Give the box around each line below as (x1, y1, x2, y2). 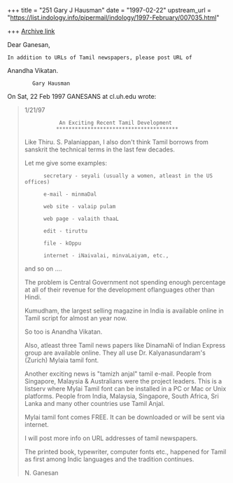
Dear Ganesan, (7, 41, 50, 48)
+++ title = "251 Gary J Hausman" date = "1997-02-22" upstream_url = (7, 6, 212, 14)
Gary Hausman (32, 80, 71, 87)
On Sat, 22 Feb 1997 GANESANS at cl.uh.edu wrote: (7, 93, 157, 100)
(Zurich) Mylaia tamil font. (24, 356, 99, 364)
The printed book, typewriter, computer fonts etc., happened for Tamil (24, 448, 227, 456)
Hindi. (24, 293, 42, 301)
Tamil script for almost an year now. (24, 314, 128, 322)
